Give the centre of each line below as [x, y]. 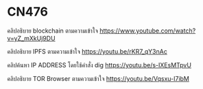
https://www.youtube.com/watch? [147, 31]
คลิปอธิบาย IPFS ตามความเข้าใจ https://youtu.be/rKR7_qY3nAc [87, 51]
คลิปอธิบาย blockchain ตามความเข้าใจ [52, 31]
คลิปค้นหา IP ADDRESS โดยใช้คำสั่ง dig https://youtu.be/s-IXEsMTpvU [99, 65]
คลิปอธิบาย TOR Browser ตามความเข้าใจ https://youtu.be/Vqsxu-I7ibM [98, 78]
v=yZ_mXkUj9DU [32, 38]
